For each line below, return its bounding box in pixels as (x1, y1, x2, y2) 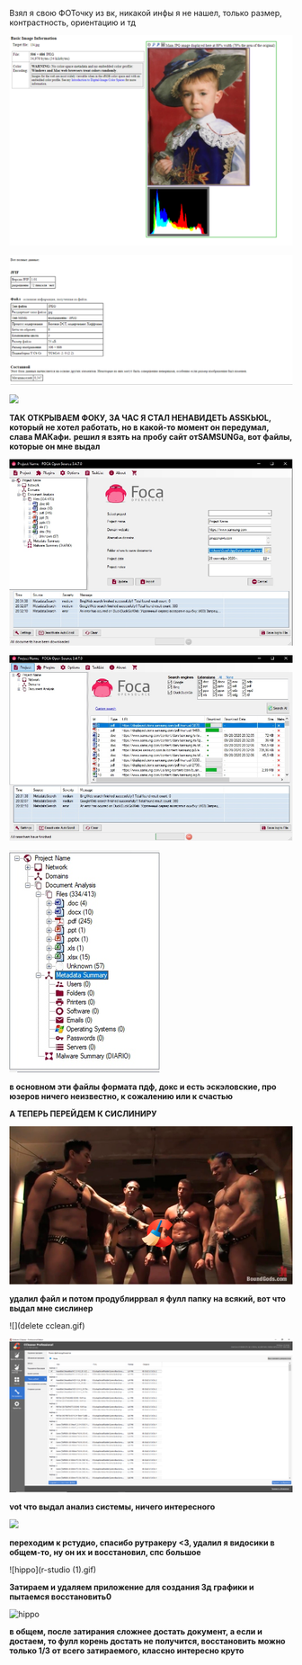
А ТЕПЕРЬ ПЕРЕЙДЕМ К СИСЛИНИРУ (9, 1108, 157, 1119)
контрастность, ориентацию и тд (9, 17, 137, 28)
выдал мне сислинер (9, 1303, 93, 1314)
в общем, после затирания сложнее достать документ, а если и (9, 1626, 262, 1637)
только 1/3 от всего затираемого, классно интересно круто (9, 1645, 244, 1656)
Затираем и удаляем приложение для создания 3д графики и (9, 1582, 254, 1593)
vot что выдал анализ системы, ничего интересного (9, 1501, 216, 1512)
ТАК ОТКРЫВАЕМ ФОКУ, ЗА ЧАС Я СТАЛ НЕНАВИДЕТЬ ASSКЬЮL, (9, 412, 271, 423)
